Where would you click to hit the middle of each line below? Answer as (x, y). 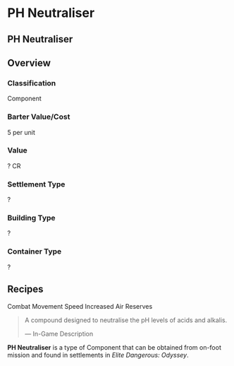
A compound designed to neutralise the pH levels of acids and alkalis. (126, 320)
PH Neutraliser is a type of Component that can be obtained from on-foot (115, 347)
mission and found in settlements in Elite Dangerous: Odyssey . (98, 355)
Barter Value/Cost (39, 117)
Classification (32, 83)
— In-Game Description (59, 333)
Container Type (35, 252)
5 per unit (21, 132)
